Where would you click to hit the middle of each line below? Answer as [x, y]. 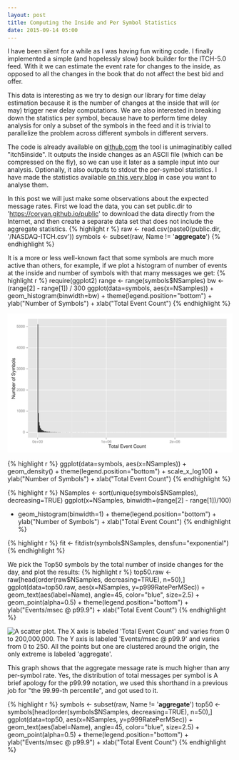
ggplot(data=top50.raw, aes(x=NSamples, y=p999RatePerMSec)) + [106, 587]
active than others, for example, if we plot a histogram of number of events [117, 266]
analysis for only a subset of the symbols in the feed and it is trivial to [109, 125]
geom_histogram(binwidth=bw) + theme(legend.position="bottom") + [110, 296]
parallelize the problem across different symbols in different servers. [108, 133]
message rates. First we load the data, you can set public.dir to [100, 206]
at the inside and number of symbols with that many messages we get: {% [117, 273]
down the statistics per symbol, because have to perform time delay [107, 118]
